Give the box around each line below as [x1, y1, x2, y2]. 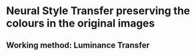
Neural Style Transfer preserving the [6, 4, 191, 18]
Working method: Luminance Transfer [6, 40, 150, 50]
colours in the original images [6, 17, 155, 30]
